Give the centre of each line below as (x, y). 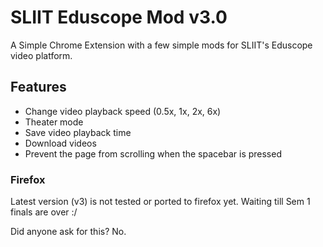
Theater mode (54, 122)
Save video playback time (78, 132)
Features (38, 87)
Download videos (60, 143)
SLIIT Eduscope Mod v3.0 (119, 17)
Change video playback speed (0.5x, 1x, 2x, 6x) (123, 111)
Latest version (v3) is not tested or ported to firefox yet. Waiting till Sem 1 (160, 202)
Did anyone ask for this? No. (68, 232)
